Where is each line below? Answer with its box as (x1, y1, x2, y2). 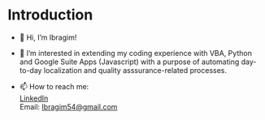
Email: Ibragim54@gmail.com (19, 101, 118, 111)
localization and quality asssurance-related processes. (43, 65, 228, 75)
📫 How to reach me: (19, 81, 89, 91)
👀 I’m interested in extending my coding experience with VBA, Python (19, 48, 253, 58)
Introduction (7, 6, 93, 24)
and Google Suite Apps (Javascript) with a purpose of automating (19, 57, 240, 66)
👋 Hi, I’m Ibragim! (19, 32, 77, 42)
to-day (19, 65, 42, 75)
